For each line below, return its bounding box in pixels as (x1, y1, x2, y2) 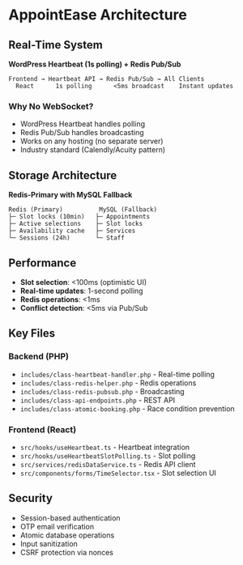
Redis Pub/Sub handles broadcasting (19, 128, 144, 138)
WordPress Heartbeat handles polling (19, 119, 146, 129)
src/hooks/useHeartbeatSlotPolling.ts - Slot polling (19, 451, 196, 461)
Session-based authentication (19, 512, 121, 523)
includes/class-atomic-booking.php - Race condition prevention (19, 403, 235, 414)
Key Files (8, 326, 55, 341)
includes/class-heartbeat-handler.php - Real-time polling (19, 369, 215, 379)
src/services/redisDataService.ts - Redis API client (19, 459, 196, 469)
